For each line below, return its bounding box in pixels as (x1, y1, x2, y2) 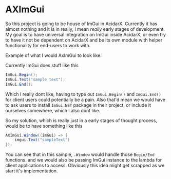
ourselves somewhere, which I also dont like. (5, 107, 101, 113)
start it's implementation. (5, 168, 58, 174)
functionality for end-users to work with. (5, 42, 91, 48)
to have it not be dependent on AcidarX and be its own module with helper (5, 37, 163, 43)
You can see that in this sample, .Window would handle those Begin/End (5, 151, 155, 157)
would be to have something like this (5, 123, 83, 129)
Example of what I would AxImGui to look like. (5, 52, 102, 58)
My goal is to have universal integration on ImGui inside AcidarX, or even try (5, 31, 166, 37)
